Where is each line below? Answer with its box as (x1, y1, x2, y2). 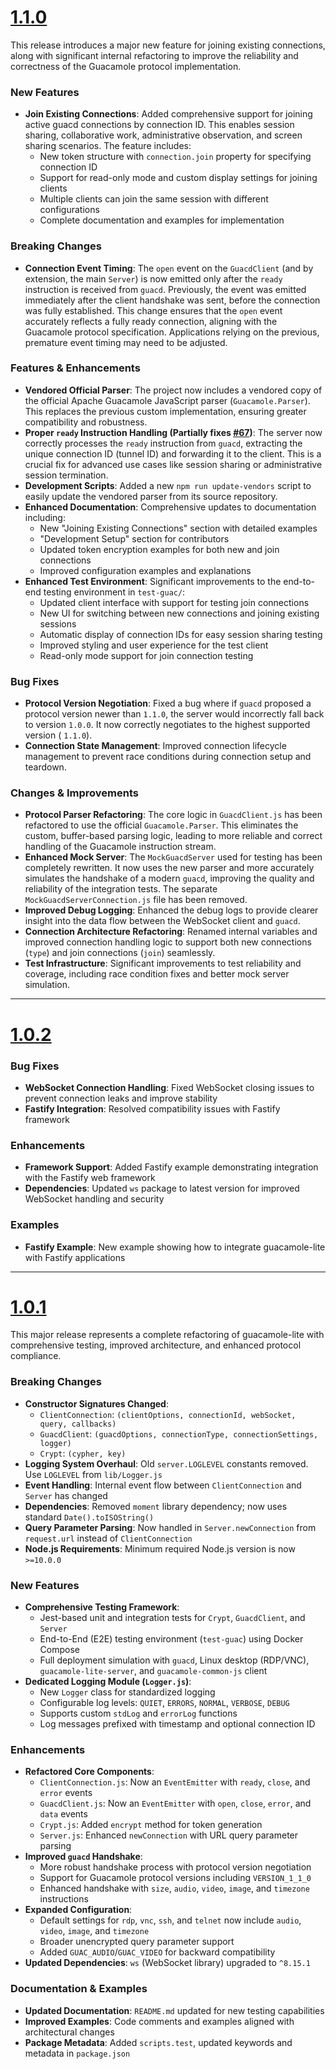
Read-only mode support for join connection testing (39, 649, 254, 661)
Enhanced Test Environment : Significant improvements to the (24, 575, 282, 587)
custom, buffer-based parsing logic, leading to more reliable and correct (24, 830, 323, 842)
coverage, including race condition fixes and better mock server (24, 968, 290, 980)
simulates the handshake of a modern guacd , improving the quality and (24, 872, 315, 885)
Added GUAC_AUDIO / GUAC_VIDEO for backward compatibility (39, 1946, 276, 1958)
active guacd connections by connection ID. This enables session (24, 119, 295, 131)
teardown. (24, 761, 67, 773)
